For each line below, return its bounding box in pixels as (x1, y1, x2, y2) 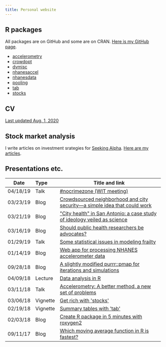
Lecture (35, 275, 53, 282)
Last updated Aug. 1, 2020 (5, 118, 59, 124)
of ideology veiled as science (59, 216, 127, 223)
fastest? (59, 333, 79, 340)
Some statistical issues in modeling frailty (59, 238, 156, 245)
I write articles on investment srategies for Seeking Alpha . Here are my (5, 145, 149, 151)
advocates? (59, 230, 87, 237)
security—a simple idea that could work (59, 202, 152, 209)
